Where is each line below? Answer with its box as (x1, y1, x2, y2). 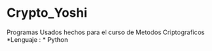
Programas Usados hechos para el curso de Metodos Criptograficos (6, 28, 205, 36)
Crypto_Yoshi (6, 5, 87, 21)
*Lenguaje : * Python (6, 35, 68, 43)
